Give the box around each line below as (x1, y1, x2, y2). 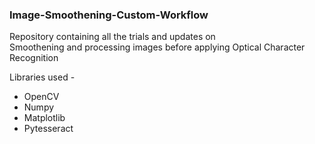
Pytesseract (23, 123, 74, 135)
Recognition (9, 52, 59, 64)
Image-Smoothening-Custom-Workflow (9, 8, 209, 22)
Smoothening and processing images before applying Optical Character (9, 41, 306, 53)
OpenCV (23, 91, 60, 103)
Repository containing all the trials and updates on (9, 31, 216, 43)
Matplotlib (23, 112, 66, 124)
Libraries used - (9, 71, 76, 83)
